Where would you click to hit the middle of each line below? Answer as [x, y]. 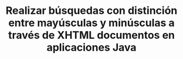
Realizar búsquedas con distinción [91, 11]
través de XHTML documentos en [91, 35]
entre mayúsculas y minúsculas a [91, 23]
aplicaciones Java [91, 48]
